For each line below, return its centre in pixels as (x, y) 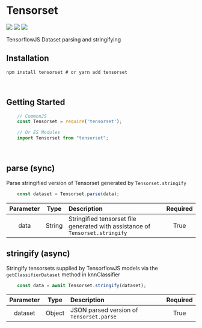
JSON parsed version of (104, 310)
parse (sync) (31, 169)
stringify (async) (38, 254)
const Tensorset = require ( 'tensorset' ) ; (69, 122)
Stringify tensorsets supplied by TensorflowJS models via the (82, 268)
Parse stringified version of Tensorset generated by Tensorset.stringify (96, 183)
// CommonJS (32, 116)
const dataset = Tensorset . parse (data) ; (68, 194)
